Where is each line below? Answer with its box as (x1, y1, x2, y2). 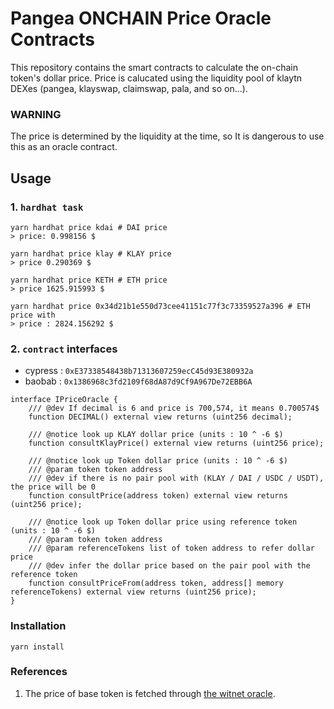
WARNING (10, 107, 62, 121)
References (10, 665, 68, 679)
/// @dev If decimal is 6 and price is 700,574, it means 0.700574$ (28, 403, 320, 414)
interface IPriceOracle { (10, 395, 118, 405)
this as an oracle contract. (10, 141, 118, 153)
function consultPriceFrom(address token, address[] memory (28, 578, 284, 589)
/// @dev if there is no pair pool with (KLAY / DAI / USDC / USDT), (28, 473, 325, 484)
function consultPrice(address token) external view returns (28, 491, 288, 501)
